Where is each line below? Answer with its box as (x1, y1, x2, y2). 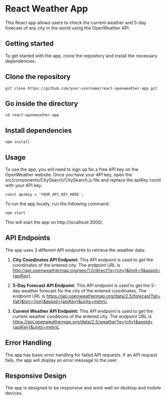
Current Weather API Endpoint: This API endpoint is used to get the (12, 308, 153, 314)
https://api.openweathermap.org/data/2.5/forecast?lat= (46, 293, 161, 299)
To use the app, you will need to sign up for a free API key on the (5, 166, 138, 172)
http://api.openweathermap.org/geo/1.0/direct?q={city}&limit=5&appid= (12, 267, 160, 273)
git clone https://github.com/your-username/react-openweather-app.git (5, 86, 157, 91)
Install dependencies (5, 126, 72, 135)
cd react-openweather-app (5, 113, 59, 118)
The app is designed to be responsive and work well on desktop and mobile (5, 385, 161, 391)
